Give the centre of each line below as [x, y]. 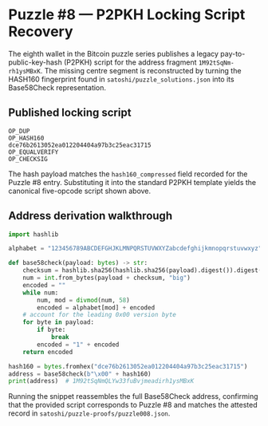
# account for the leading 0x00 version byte [100, 315]
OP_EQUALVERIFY [33, 152]
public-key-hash [35, 62]
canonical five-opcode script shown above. [80, 191]
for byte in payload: [58, 322]
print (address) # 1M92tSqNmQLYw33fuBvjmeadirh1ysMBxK [101, 381]
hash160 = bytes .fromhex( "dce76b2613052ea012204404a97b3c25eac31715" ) [128, 366]
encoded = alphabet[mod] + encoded [96, 308]
